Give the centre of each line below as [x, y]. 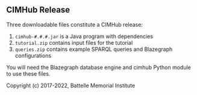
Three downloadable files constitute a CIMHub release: [75, 24]
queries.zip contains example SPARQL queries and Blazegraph [94, 49]
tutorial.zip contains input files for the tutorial [74, 42]
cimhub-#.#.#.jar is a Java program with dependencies [84, 36]
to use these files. [28, 74]
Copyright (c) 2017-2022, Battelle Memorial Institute [71, 85]
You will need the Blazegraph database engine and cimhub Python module [98, 67]
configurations [33, 55]
